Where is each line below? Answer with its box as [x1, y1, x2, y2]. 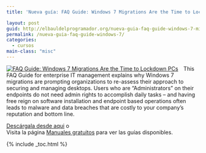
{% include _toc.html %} [6, 140, 68, 148]
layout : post [6, 20, 40, 26]
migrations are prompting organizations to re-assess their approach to [6, 77, 184, 85]
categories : [6, 37, 37, 43]
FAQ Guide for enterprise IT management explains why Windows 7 [6, 71, 174, 79]
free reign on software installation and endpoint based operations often [6, 97, 186, 104]
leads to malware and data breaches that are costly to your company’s [6, 104, 184, 111]
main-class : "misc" [6, 48, 56, 55]
